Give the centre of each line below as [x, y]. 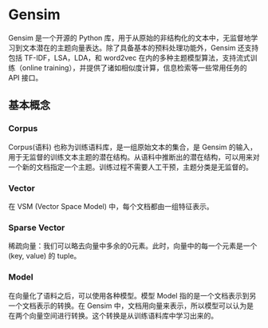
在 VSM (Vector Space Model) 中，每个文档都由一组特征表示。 [111, 206]
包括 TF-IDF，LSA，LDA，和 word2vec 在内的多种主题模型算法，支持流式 [129, 57]
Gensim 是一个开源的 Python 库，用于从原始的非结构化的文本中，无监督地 [130, 38]
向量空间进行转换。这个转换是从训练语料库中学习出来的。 [123, 315]
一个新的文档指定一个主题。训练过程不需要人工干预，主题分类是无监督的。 [130, 167]
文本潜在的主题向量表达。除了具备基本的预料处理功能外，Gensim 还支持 [140, 47]
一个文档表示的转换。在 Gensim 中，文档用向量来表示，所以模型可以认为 [128, 306]
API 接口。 [26, 77]
